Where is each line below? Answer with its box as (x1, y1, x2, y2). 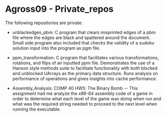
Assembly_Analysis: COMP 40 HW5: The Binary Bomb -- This (12, 85, 138, 91)
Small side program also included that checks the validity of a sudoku (12, 39, 155, 45)
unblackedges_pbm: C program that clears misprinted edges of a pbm (12, 29, 156, 35)
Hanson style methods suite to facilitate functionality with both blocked (12, 65, 158, 71)
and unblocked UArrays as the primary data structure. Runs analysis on (12, 70, 159, 76)
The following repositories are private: (5, 20, 83, 26)
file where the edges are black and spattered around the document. (12, 35, 151, 40)
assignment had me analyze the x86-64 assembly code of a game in (12, 90, 153, 96)
